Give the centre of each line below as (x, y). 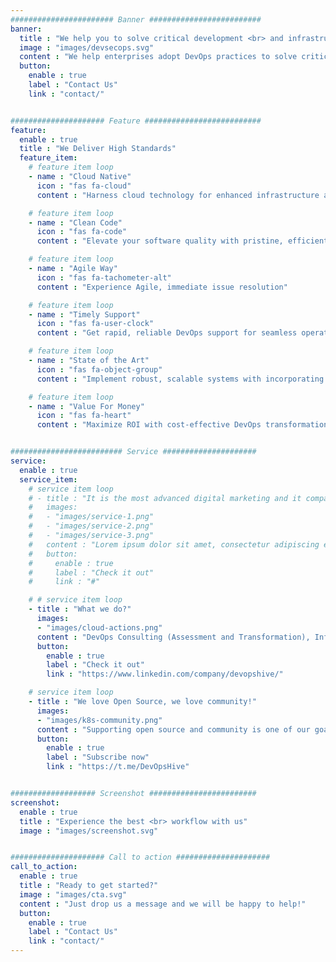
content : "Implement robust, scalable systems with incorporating (180, 379)
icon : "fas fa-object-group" (99, 369)
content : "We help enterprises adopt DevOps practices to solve (158, 57)
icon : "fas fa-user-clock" (95, 324)
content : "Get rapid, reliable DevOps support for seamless (167, 333)
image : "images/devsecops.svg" (87, 47)
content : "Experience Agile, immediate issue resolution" (162, 287)
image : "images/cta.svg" (73, 894)
